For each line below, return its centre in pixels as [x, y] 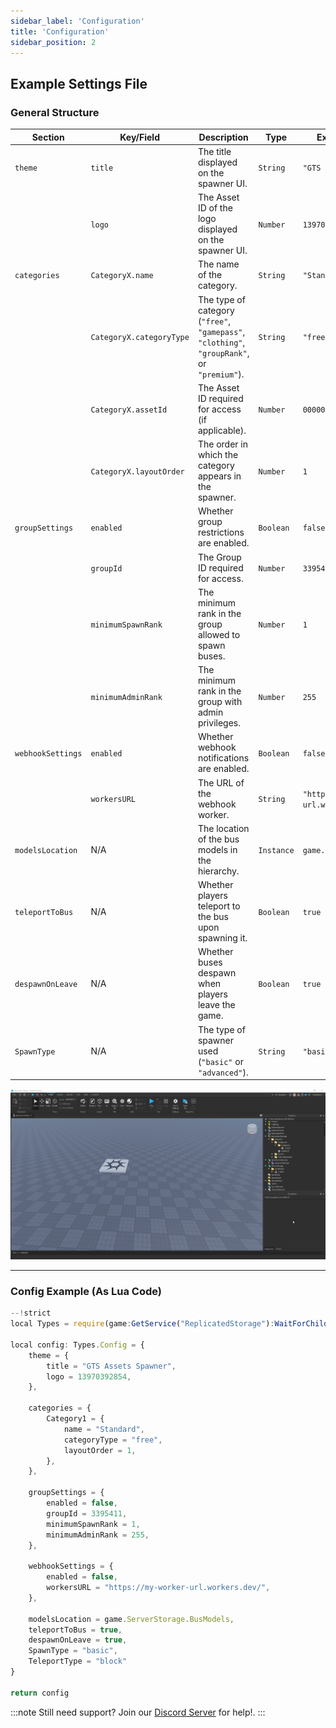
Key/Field [139, 137]
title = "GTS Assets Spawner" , [111, 1366]
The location [223, 828]
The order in [222, 444]
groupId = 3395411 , [87, 1513]
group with [220, 702]
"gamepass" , [221, 331]
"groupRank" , [223, 352]
